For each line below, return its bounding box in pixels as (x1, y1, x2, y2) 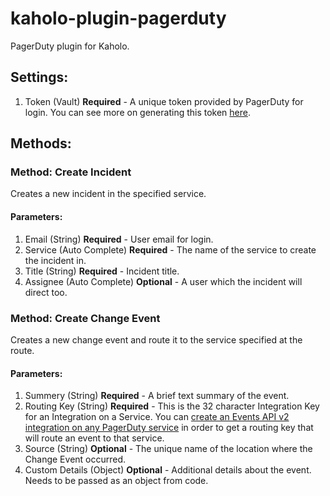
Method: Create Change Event (10, 311, 161, 325)
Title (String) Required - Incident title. (24, 265, 180, 277)
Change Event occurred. (24, 453, 127, 466)
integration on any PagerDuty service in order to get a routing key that (24, 422, 314, 434)
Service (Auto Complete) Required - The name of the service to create (24, 243, 317, 256)
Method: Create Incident (10, 165, 132, 179)
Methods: (10, 135, 72, 152)
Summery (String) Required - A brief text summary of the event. (24, 390, 290, 402)
